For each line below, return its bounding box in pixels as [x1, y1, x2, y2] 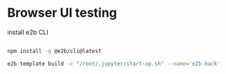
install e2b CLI [7, 28, 49, 36]
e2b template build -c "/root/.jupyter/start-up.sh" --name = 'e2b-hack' [7, 60, 220, 67]
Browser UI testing [7, 5, 118, 21]
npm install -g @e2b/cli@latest [7, 47, 101, 54]
